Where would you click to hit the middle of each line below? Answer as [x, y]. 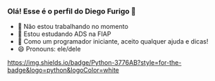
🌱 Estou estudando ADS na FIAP [64, 34]
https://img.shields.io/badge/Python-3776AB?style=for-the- [94, 63]
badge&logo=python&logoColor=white [63, 70]
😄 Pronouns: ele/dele [49, 49]
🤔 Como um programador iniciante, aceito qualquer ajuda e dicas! [113, 42]
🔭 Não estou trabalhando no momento [73, 27]
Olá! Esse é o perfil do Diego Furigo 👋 [72, 11]
